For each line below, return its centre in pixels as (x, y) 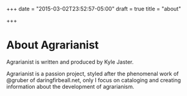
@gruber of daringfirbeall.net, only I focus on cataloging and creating (94, 80)
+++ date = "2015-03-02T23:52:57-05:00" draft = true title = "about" (94, 9)
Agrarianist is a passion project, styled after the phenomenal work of (93, 74)
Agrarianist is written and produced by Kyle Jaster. (70, 62)
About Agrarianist (53, 45)
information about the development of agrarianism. (70, 86)
